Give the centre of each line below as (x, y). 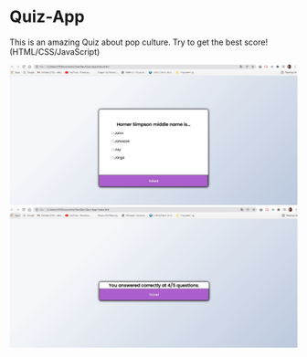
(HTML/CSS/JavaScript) (55, 51)
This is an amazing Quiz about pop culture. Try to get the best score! (138, 42)
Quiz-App (47, 17)
